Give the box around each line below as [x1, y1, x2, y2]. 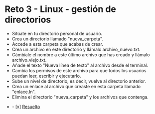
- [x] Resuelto [11, 104, 40, 110]
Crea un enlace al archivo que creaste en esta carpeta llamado [11, 83, 141, 89]
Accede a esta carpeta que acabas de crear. [11, 41, 103, 47]
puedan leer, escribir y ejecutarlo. [11, 73, 81, 79]
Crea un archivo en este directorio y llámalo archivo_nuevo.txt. [11, 46, 141, 52]
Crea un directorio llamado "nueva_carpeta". [11, 36, 103, 42]
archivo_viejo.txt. [11, 57, 47, 63]
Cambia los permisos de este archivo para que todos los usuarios [11, 67, 147, 73]
